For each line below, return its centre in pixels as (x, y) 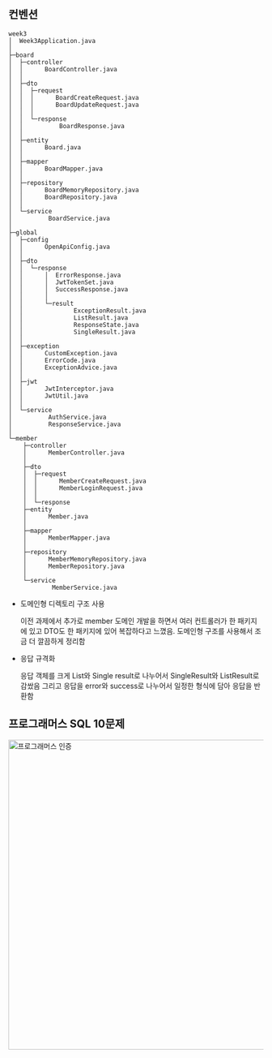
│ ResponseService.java (65, 424)
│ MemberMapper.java (67, 538)
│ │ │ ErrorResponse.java (65, 275)
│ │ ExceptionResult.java (78, 311)
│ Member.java (56, 516)
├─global (23, 232)
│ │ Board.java (45, 147)
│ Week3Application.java (52, 41)
